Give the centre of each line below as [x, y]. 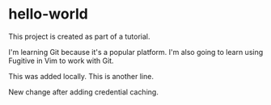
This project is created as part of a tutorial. [79, 36]
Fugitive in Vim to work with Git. [61, 61]
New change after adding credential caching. [84, 92]
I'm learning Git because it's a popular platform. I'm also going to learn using [136, 52]
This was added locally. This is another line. [81, 76]
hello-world [49, 14]
